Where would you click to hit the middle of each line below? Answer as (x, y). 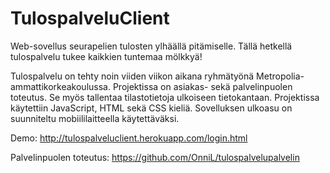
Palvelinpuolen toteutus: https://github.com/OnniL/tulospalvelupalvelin (155, 157)
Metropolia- (280, 76)
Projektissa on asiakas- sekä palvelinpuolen (202, 86)
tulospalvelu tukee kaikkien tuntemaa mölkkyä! (106, 56)
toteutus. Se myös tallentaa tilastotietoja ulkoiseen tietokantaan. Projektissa (165, 97)
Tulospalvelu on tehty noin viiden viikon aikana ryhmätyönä (132, 76)
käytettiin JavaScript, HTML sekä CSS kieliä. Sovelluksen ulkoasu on (151, 108)
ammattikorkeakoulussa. (60, 86)
